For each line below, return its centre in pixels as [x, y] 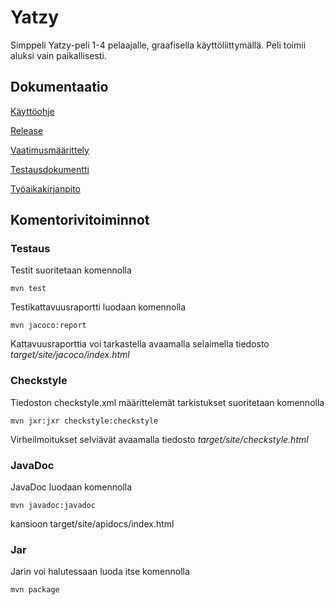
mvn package [35, 590]
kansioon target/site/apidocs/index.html [92, 524]
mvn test [28, 289]
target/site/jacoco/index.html [70, 355]
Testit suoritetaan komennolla [71, 270]
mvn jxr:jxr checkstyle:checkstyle [84, 421]
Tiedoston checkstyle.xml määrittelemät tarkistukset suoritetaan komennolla [167, 402]
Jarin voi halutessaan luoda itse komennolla [100, 572]
